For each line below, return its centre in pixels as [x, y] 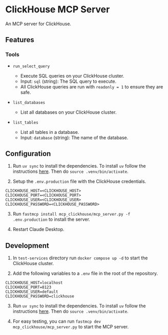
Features [20, 40]
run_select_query [31, 66]
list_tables [25, 122]
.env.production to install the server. [51, 219]
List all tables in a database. [50, 132]
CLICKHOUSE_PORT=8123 [28, 287]
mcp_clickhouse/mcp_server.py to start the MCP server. [71, 327]
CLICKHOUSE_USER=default [32, 292]
